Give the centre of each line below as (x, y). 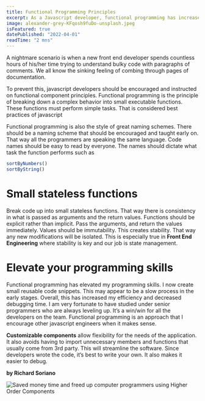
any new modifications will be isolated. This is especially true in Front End (99, 236)
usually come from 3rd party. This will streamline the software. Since (93, 348)
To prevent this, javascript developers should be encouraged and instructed (102, 89)
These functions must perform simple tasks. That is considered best (92, 108)
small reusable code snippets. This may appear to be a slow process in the (100, 291)
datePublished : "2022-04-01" (43, 35)
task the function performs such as (50, 152)
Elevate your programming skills (90, 267)
